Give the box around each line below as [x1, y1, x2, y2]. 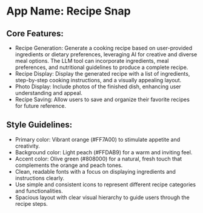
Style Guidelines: [6, 120, 73, 130]
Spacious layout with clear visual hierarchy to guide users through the [15, 194, 190, 201]
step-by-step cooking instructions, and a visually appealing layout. [15, 77, 182, 84]
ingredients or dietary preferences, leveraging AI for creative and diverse [15, 51, 198, 58]
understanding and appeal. [15, 90, 83, 96]
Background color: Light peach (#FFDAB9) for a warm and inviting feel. [15, 148, 193, 156]
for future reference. [15, 102, 67, 110]
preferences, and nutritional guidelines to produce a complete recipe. [15, 64, 188, 71]
